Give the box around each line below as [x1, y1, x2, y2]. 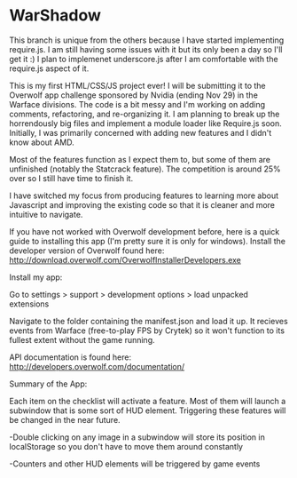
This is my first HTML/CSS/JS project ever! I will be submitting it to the [9, 80, 266, 91]
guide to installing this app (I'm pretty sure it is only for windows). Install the [9, 235, 286, 246]
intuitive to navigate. [9, 209, 83, 219]
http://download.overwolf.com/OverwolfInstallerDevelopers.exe [9, 254, 242, 265]
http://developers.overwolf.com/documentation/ [9, 361, 185, 371]
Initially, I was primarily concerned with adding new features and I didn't [9, 127, 272, 138]
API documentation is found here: [9, 352, 131, 362]
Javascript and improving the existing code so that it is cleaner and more [9, 199, 276, 210]
